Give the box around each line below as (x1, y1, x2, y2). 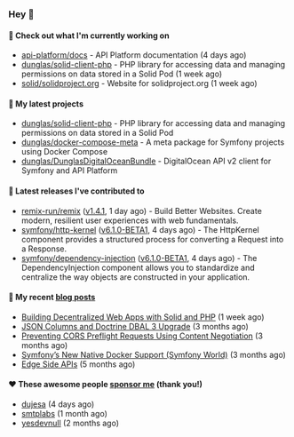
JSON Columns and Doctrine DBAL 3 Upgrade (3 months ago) (20, 321, 250, 331)
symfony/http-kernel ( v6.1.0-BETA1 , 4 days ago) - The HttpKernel (20, 224, 259, 234)
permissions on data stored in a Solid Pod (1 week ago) (20, 68, 223, 79)
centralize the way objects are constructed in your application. (20, 271, 250, 282)
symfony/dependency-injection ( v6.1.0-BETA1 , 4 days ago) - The (20, 252, 258, 263)
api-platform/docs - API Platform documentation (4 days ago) (20, 50, 247, 60)
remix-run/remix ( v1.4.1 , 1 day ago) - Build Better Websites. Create (20, 205, 263, 216)
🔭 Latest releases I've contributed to (8, 186, 145, 196)
